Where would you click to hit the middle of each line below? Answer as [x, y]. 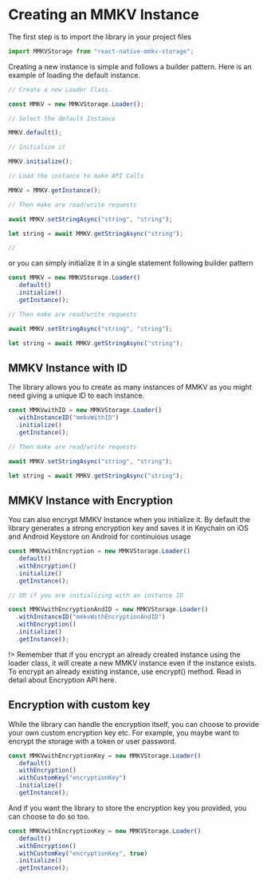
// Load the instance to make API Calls [77, 176]
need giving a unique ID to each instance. [77, 395]
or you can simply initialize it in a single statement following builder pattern [131, 263]
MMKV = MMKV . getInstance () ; [55, 190]
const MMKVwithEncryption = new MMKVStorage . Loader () [100, 552]
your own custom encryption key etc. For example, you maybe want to [124, 733]
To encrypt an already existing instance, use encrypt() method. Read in [125, 671]
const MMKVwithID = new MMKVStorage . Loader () [85, 411]
